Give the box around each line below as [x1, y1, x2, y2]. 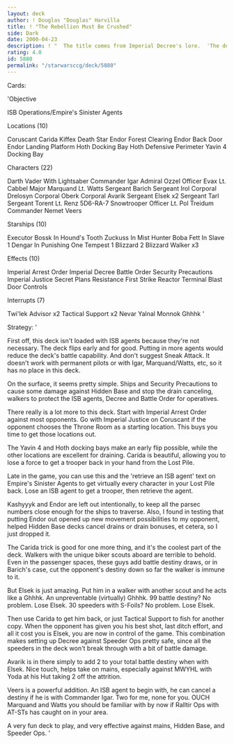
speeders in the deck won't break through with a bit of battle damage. [7, 644, 208, 652]
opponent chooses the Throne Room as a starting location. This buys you [7, 422, 218, 431]
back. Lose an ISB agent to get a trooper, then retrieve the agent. [7, 486, 194, 495]
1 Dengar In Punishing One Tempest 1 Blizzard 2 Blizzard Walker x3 [7, 241, 199, 249]
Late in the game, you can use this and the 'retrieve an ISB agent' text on [7, 471, 216, 480]
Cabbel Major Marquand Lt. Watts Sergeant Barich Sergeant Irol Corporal [7, 184, 217, 192]
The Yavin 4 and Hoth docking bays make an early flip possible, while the [7, 443, 218, 452]
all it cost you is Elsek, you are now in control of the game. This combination [7, 629, 226, 638]
